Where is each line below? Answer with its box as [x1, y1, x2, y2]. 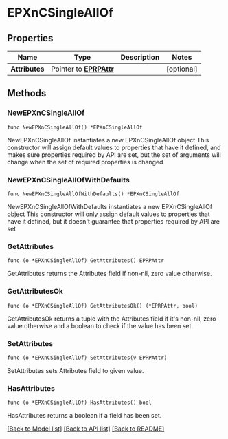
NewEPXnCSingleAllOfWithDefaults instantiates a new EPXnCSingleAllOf [7, 202, 213, 211]
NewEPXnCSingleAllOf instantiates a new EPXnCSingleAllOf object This [7, 136, 209, 144]
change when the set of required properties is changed [7, 158, 163, 166]
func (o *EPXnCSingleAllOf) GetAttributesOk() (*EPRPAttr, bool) [7, 302, 198, 309]
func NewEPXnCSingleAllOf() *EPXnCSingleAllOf [7, 124, 143, 131]
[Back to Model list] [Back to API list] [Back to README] [7, 425, 165, 433]
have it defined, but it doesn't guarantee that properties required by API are [7, 217, 220, 225]
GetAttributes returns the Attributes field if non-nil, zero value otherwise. [7, 270, 212, 278]
